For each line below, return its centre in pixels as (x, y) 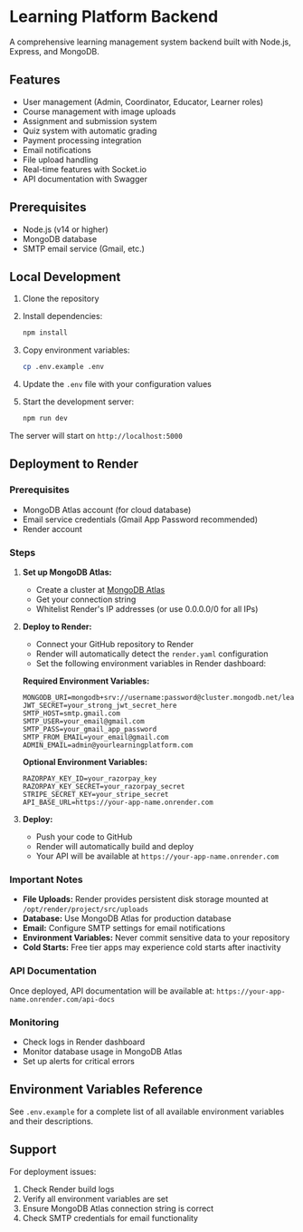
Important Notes (46, 879)
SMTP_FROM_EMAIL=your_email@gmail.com (95, 737)
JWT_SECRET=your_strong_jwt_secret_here (99, 705)
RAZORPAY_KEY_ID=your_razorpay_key (90, 778)
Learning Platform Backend (114, 17)
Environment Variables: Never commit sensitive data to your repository (156, 938)
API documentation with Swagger (85, 179)
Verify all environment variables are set (95, 1198)
